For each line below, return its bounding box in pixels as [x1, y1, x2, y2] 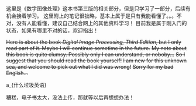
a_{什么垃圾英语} [6, 82, 47, 89]
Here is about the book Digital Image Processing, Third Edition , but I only [6, 38, 181, 45]
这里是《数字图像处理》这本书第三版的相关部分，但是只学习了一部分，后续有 [6, 5, 191, 12]
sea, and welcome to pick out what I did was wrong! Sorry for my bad [6, 63, 174, 70]
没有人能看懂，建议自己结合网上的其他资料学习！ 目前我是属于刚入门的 [16, 20, 187, 26]
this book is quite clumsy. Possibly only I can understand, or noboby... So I [6, 51, 185, 58]
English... [6, 69, 28, 76]
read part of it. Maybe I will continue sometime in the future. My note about [6, 45, 187, 51]
